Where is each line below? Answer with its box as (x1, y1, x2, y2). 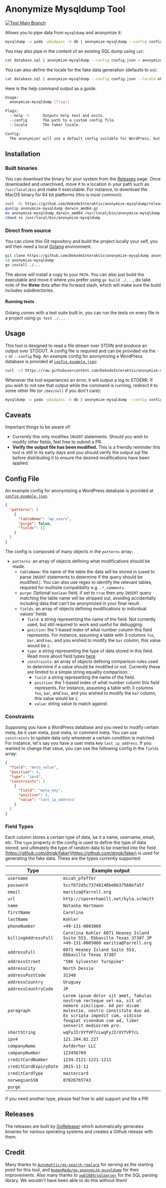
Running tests (5, 299, 35, 305)
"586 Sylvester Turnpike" (63, 959, 124, 964)
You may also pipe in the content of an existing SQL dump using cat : (5, 48, 145, 54)
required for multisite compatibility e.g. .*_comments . (19, 584, 125, 590)
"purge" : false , (18, 521, 52, 526)
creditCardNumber (7, 1057, 48, 1063)
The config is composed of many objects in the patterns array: (5, 548, 133, 554)
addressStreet (7, 959, 41, 964)
